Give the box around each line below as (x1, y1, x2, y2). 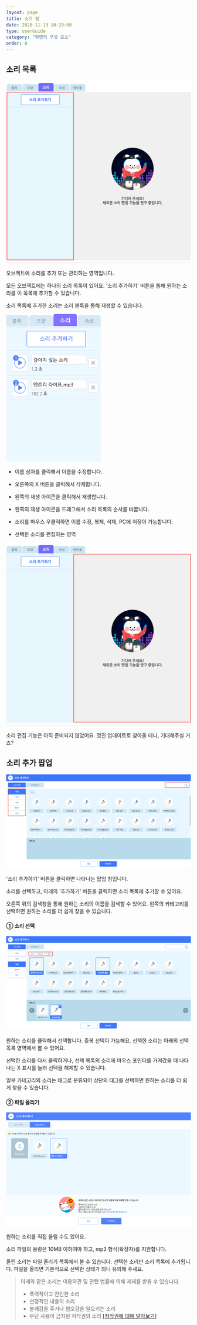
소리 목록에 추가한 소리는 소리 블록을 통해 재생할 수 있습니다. (6, 302, 144, 309)
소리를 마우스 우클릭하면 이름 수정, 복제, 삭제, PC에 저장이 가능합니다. (14, 518, 174, 525)
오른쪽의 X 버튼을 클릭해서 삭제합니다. (14, 481, 101, 488)
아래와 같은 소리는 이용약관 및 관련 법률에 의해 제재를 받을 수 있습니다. (20, 1278, 180, 1285)
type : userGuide (6, 28, 46, 34)
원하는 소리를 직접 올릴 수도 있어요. (6, 1233, 86, 1240)
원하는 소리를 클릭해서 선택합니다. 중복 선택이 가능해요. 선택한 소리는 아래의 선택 (6, 1037, 189, 1044)
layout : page (6, 9, 38, 15)
